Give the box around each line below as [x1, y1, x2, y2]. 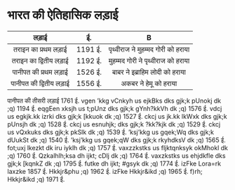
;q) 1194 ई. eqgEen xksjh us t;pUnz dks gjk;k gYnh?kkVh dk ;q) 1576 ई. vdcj [7, 104, 222, 112]
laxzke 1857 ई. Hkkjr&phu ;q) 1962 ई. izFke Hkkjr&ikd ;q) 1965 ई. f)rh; [7, 167, 203, 175]
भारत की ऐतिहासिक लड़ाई [7, 7, 119, 23]
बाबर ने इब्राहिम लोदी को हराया [112, 67, 186, 77]
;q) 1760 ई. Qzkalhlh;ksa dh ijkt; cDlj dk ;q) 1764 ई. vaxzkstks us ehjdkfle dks [7, 151, 226, 160]
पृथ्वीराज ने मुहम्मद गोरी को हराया [108, 44, 190, 54]
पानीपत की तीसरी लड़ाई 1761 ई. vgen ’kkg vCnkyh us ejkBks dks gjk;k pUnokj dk [7, 96, 222, 105]
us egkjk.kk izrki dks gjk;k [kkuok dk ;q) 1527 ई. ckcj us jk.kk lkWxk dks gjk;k [7, 112, 227, 120]
